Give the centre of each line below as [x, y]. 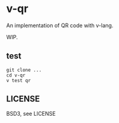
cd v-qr [16, 75]
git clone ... [24, 70]
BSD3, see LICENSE [31, 113]
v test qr [19, 80]
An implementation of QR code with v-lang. [60, 25]
